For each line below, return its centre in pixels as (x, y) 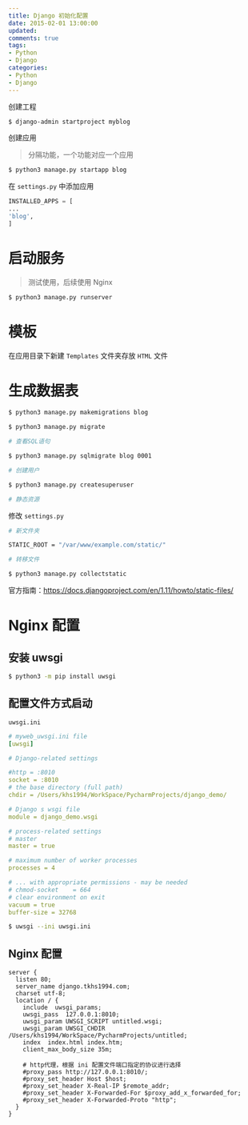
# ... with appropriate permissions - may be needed (98, 883)
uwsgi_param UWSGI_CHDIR (64, 1029)
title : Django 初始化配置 (48, 16)
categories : (28, 68)
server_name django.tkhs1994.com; (73, 987)
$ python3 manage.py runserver (60, 297)
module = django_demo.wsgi (53, 817)
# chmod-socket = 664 (50, 890)
